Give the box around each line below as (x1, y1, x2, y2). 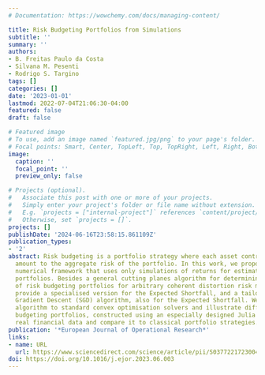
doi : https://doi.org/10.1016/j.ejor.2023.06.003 (8, 355, 175, 363)
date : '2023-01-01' (8, 92, 73, 99)
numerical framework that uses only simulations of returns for (15, 267, 231, 275)
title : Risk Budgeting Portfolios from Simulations (8, 25, 181, 34)
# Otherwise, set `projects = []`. (8, 216, 132, 223)
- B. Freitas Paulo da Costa (8, 55, 104, 63)
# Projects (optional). (8, 186, 87, 194)
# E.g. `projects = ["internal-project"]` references (8, 208, 196, 216)
